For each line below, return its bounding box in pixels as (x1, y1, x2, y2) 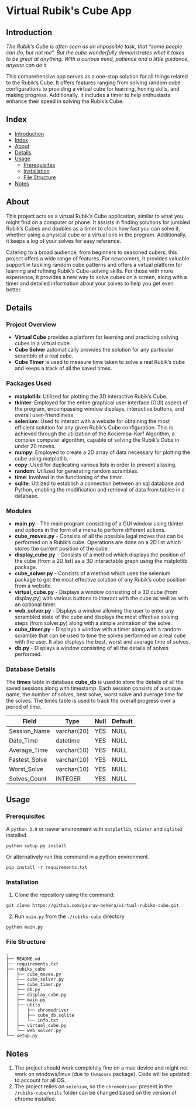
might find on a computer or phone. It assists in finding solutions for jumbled (6, 218, 190, 226)
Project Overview (6, 320, 57, 328)
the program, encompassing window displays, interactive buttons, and (14, 405, 184, 412)
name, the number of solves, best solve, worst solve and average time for (6, 691, 184, 698)
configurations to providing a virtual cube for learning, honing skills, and (6, 85, 180, 92)
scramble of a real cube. (14, 352, 74, 359)
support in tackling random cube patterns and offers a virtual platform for (6, 261, 183, 268)
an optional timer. (14, 601, 57, 608)
